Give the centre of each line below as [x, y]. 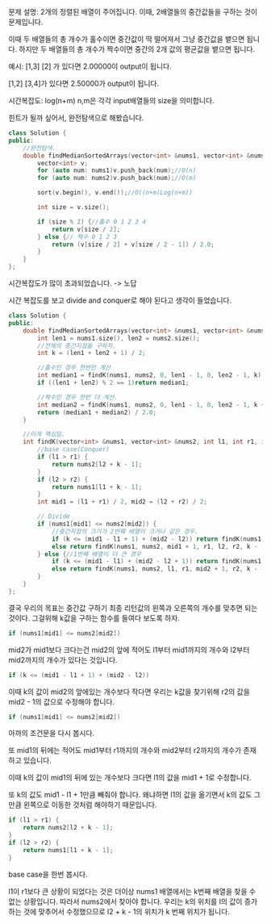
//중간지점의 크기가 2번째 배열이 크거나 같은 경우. [125, 531]
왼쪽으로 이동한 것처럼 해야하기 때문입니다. [90, 805]
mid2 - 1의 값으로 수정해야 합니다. [62, 701]
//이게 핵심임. [44, 434]
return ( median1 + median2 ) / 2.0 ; [97, 412]
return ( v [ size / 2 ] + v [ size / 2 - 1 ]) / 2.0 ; [133, 245]
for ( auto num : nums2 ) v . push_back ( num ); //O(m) [117, 178]
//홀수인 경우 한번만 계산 [74, 368]
